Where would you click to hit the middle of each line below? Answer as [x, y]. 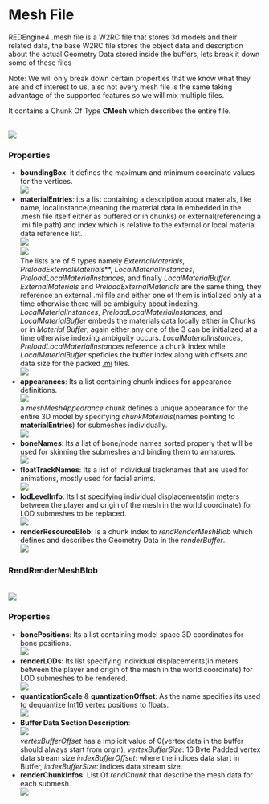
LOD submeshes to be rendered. [74, 678]
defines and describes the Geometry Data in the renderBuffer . [122, 541]
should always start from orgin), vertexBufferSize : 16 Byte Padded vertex [140, 749]
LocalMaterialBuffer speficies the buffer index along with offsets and [134, 355]
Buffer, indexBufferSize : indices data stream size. [101, 766]
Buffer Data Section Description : [75, 722]
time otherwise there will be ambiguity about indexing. [110, 304]
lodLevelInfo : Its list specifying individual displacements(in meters [130, 496]
